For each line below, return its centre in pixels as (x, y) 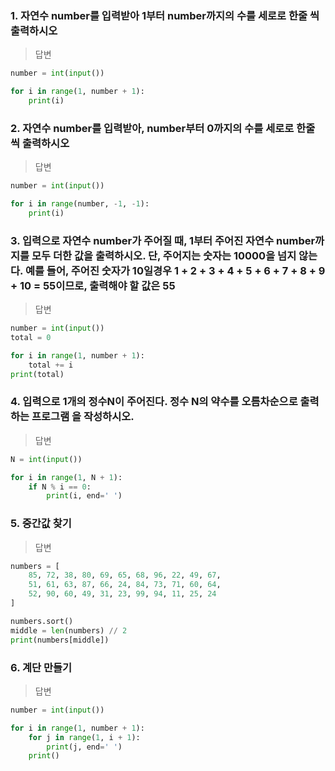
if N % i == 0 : (60, 487)
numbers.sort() (42, 621)
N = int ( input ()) (46, 459)
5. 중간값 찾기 (41, 524)
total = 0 (31, 338)
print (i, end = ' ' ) (84, 496)
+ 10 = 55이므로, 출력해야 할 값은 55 (93, 285)
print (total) (37, 374)
